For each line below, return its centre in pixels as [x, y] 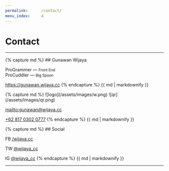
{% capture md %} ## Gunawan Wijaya [46, 60]
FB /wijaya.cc [19, 139]
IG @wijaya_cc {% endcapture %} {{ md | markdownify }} [65, 158]
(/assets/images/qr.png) [30, 100]
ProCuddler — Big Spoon [29, 75]
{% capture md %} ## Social [35, 129]
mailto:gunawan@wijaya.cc [33, 110]
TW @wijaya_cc [22, 149]
